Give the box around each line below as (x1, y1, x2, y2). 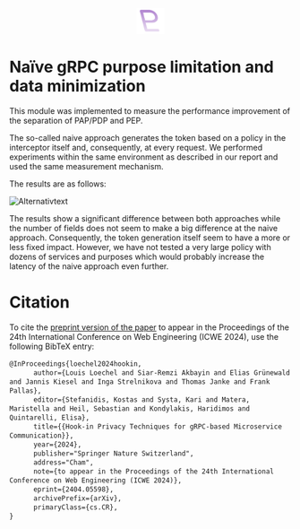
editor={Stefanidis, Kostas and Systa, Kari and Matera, (32, 395, 251, 404)
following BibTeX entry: (9, 341, 95, 351)
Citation (9, 291, 70, 312)
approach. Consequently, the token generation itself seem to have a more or (9, 232, 291, 243)
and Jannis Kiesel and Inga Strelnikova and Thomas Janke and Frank (9, 377, 270, 386)
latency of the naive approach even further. (9, 260, 169, 272)
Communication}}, (9, 430, 74, 440)
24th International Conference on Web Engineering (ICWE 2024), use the (9, 331, 279, 342)
